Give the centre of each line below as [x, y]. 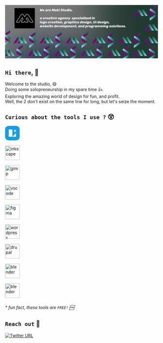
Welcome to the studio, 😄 [31, 84]
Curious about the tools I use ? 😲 [60, 117]
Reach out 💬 [23, 324]
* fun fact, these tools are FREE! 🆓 [40, 307]
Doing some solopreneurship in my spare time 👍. [54, 90]
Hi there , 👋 [22, 72]
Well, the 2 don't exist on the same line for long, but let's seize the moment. [81, 102]
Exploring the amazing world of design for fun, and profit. [62, 96]
